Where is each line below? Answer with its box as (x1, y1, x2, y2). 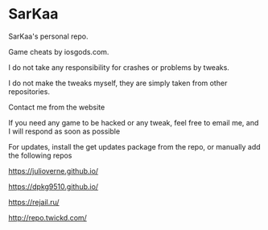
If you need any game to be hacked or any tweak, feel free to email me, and (8, 117, 259, 127)
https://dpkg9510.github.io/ (8, 182, 99, 191)
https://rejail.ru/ (8, 197, 60, 207)
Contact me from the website (8, 102, 105, 112)
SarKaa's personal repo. (8, 31, 89, 41)
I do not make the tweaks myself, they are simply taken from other (8, 78, 228, 88)
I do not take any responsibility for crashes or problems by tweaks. (8, 62, 229, 72)
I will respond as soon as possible (8, 126, 121, 136)
